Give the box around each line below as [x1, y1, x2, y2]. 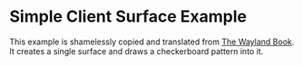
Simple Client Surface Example [9, 6, 248, 27]
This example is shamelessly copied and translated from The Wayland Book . [9, 36, 295, 47]
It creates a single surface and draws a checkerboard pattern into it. [9, 45, 264, 56]
